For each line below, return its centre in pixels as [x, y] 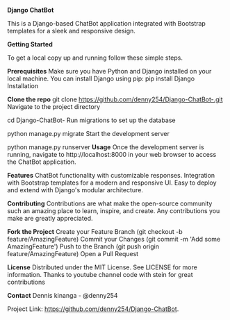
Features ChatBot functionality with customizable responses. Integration [111, 175]
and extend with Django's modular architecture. [75, 190]
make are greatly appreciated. [50, 218]
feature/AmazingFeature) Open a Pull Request [73, 254]
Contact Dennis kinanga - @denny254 [63, 295]
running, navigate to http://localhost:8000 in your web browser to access [112, 154]
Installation [23, 86]
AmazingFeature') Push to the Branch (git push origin [83, 246]
